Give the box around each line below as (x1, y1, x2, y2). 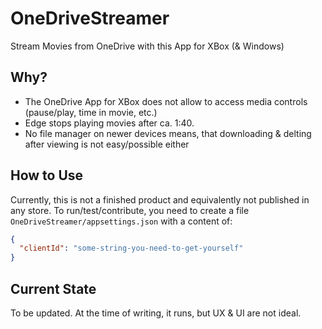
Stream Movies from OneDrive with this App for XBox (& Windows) (10, 40, 285, 52)
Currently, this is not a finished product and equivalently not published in (10, 193, 310, 206)
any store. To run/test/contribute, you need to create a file (10, 204, 250, 216)
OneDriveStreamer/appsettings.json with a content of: (10, 215, 233, 227)
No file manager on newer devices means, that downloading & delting (24, 127, 312, 139)
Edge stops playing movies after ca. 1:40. (24, 117, 195, 129)
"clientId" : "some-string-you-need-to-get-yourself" (19, 243, 244, 254)
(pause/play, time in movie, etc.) (24, 106, 158, 118)
